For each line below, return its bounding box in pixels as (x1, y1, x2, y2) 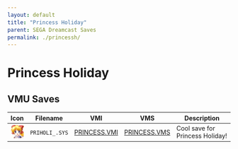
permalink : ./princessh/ (7, 34, 81, 41)
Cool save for (176, 124, 215, 132)
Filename (35, 114, 64, 122)
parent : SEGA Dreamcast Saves (7, 26, 97, 33)
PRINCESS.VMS (123, 128, 171, 136)
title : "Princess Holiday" (7, 18, 87, 26)
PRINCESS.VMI (74, 128, 118, 136)
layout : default (7, 11, 55, 18)
